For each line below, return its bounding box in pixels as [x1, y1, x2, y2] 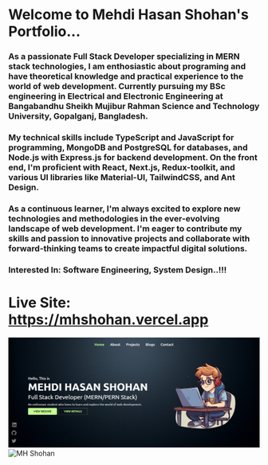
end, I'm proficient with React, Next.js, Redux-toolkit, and [8, 162, 235, 173]
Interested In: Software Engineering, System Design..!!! [8, 264, 227, 275]
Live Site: [8, 294, 71, 312]
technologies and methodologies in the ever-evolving [8, 213, 220, 224]
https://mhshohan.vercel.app [8, 311, 209, 329]
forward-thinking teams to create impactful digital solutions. [8, 243, 248, 254]
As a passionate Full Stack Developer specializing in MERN [8, 51, 240, 62]
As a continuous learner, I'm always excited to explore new [8, 203, 241, 214]
